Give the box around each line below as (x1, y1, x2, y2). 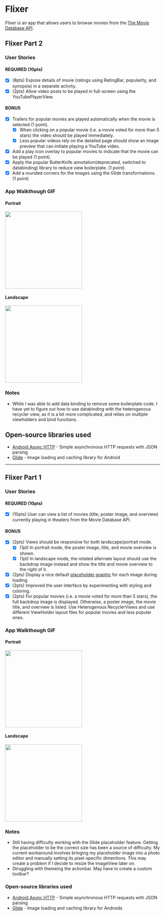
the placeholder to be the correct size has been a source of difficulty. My (12, 845, 160, 851)
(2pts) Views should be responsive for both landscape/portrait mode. (12, 539, 152, 545)
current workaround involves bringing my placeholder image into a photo (12, 850, 160, 856)
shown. (19, 550, 35, 556)
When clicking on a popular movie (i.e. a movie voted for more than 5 (19, 127, 160, 133)
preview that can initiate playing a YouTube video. (19, 143, 120, 149)
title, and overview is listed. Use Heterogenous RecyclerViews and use (12, 604, 155, 610)
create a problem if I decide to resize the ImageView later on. (12, 860, 136, 867)
